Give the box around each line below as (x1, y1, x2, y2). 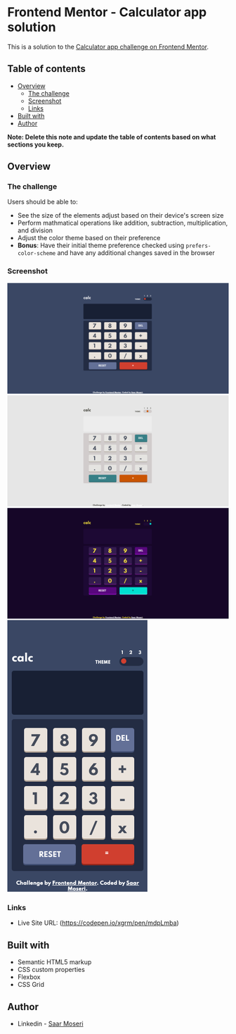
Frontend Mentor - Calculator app (7, 4, 207, 20)
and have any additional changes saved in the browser (57, 249, 216, 257)
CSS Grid (17, 980, 44, 989)
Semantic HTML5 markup (17, 958, 92, 966)
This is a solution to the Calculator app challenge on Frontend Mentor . (7, 42, 209, 51)
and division (17, 226, 53, 235)
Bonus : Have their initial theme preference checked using (17, 241, 185, 250)
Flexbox (17, 973, 41, 981)
